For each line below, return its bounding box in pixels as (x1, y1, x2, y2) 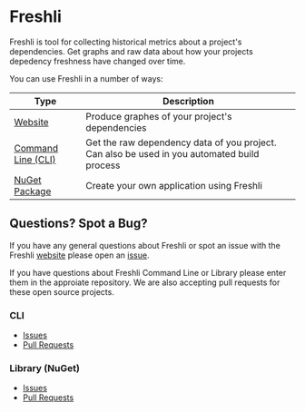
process (85, 159, 121, 172)
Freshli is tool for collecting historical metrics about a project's (9, 36, 242, 47)
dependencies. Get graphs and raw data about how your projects (9, 45, 254, 56)
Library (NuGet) (9, 361, 80, 374)
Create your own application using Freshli (85, 179, 263, 191)
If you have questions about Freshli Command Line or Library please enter (9, 267, 287, 278)
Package (14, 184, 52, 197)
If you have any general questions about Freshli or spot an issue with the (9, 240, 281, 250)
